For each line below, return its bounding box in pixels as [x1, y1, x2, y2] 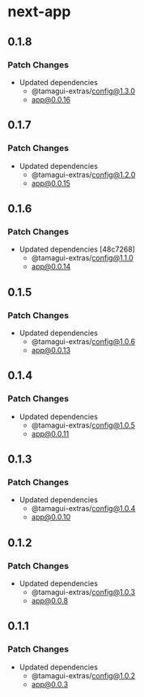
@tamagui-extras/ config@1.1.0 [31, 253, 134, 263]
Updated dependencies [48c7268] [19, 244, 135, 254]
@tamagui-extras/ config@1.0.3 [31, 587, 135, 596]
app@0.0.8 [31, 596, 69, 605]
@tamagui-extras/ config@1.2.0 [31, 170, 136, 179]
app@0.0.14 [31, 262, 71, 272]
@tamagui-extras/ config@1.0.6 [31, 336, 135, 346]
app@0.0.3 [31, 679, 69, 689]
